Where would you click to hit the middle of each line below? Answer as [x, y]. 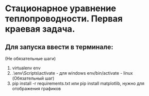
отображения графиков [36, 88]
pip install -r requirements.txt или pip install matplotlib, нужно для [78, 83]
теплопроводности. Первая [64, 19]
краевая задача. [40, 29]
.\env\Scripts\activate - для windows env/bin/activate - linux [72, 73]
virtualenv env [26, 68]
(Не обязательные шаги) [30, 58]
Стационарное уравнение [61, 8]
